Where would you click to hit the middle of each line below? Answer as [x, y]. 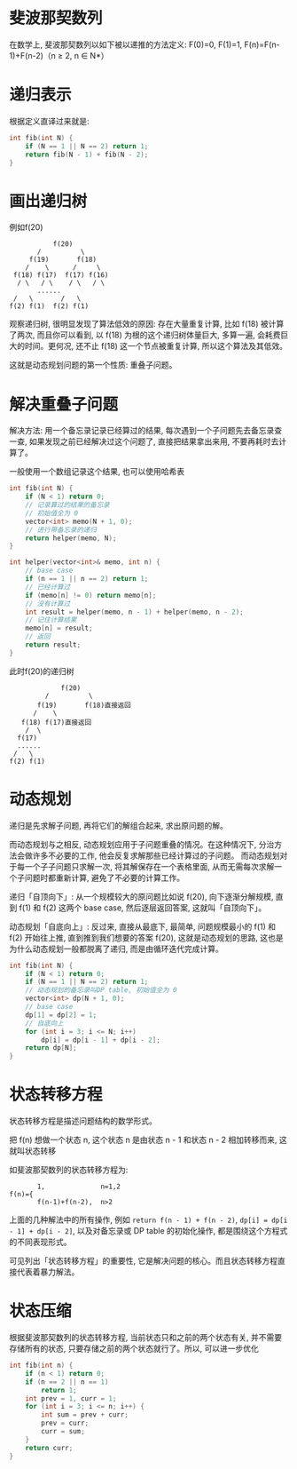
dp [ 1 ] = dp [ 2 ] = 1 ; [61, 1015]
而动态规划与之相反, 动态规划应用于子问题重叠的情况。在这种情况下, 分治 [142, 844]
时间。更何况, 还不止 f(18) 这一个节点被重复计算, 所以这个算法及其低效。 [156, 346]
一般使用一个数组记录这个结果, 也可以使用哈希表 [97, 472]
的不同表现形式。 [40, 1242]
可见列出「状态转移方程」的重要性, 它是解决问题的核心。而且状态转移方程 [143, 1261]
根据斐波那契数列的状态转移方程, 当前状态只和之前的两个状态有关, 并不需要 [145, 1338]
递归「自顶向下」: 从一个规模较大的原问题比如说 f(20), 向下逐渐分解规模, [141, 896]
